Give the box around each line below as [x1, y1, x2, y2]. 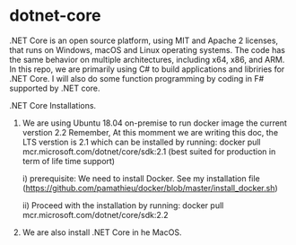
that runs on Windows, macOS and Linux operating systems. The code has [9, 44, 285, 55]
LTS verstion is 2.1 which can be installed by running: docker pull [22, 136, 262, 147]
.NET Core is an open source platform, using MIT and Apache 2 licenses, [9, 35, 279, 46]
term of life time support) [22, 155, 115, 166]
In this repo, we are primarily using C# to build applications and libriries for [9, 64, 285, 74]
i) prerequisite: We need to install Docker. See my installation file [22, 172, 260, 184]
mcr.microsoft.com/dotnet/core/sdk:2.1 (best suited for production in [22, 145, 276, 157]
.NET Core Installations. [9, 100, 97, 110]
